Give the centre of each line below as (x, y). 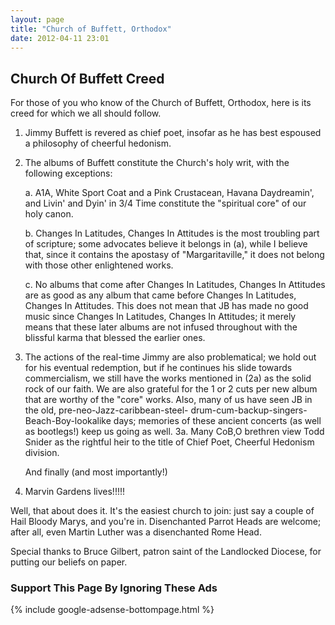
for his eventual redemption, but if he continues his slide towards (158, 368)
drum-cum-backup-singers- (249, 410)
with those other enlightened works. (99, 265)
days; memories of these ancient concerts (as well (217, 421)
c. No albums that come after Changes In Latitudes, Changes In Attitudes (175, 285)
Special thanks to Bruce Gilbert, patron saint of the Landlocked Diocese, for (166, 552)
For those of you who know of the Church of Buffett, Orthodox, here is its (161, 103)
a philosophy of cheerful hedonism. (98, 143)
